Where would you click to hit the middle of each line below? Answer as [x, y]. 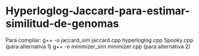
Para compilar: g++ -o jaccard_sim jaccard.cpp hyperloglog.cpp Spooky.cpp [99, 40]
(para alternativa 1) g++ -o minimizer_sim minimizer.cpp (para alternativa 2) [98, 46]
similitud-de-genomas [62, 24]
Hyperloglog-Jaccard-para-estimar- [98, 11]
